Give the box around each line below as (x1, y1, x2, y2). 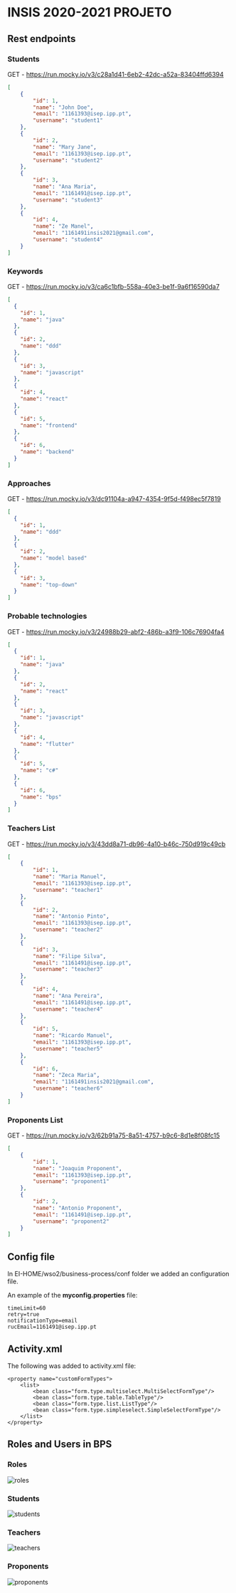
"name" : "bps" (20, 793, 62, 801)
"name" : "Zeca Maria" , (33, 1072, 100, 1079)
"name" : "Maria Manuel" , (33, 873, 107, 880)
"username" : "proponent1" (33, 1178, 110, 1185)
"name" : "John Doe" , (33, 104, 94, 111)
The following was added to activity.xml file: (7, 1361, 136, 1370)
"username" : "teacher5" (33, 1045, 103, 1052)
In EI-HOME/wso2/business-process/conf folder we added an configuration (7, 1270, 230, 1278)
